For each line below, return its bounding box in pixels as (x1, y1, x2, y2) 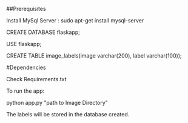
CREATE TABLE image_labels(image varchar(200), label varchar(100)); (6, 52, 182, 59)
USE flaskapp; (6, 41, 42, 47)
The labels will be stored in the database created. (6, 111, 130, 118)
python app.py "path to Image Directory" (6, 99, 108, 106)
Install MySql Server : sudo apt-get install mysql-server (6, 17, 144, 24)
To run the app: (6, 87, 45, 95)
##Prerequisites (6, 5, 47, 12)
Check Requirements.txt (6, 76, 67, 82)
